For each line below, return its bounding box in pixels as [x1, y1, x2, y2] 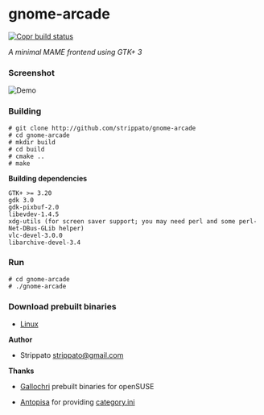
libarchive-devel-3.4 [8, 239, 81, 247]
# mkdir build [8, 138, 56, 146]
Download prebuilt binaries [8, 301, 117, 312]
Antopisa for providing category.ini [19, 397, 135, 407]
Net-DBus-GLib [8, 224, 56, 232]
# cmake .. [8, 152, 45, 160]
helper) [59, 224, 85, 232]
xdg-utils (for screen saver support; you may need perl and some [8, 217, 236, 226]
